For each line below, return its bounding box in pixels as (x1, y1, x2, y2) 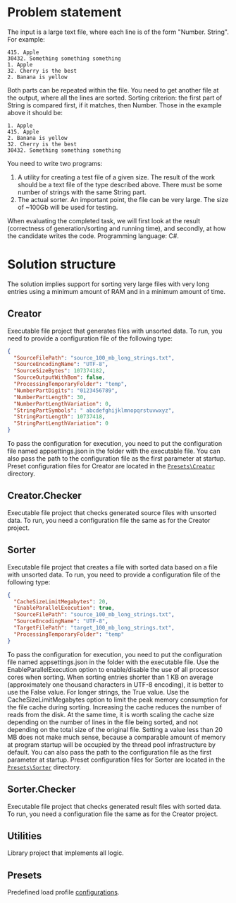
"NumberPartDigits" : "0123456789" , (13, 386, 118, 394)
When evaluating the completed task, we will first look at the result (7, 216, 201, 225)
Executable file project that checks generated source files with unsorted (7, 508, 217, 517)
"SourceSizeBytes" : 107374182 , (13, 367, 106, 374)
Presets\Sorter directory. (7, 762, 81, 771)
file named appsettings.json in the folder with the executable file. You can (7, 447, 221, 456)
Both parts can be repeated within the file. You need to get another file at (7, 85, 219, 94)
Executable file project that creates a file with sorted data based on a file (7, 562, 218, 571)
